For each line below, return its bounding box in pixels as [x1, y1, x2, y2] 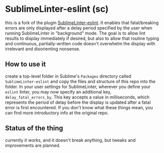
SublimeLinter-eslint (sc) [5, 3, 109, 15]
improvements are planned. [5, 142, 60, 148]
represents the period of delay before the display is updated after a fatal [5, 99, 151, 105]
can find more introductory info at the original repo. [5, 110, 109, 116]
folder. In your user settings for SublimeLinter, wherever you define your [5, 84, 151, 90]
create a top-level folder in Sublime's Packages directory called [5, 73, 132, 79]
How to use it [5, 60, 46, 68]
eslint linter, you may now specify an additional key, [5, 89, 111, 94]
